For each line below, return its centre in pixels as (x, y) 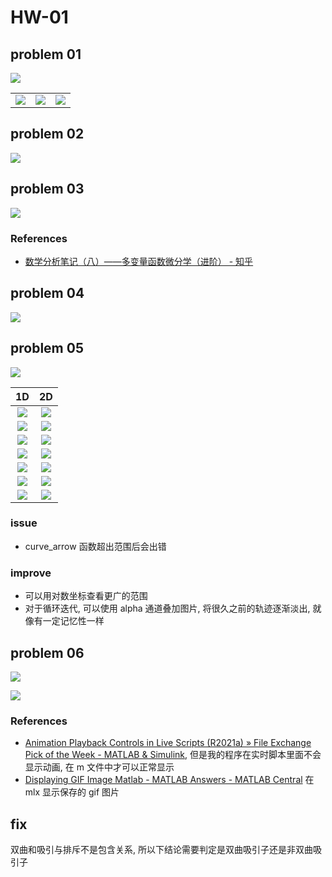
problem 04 (47, 293)
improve (31, 573)
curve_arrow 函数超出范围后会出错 (95, 546)
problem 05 (47, 348)
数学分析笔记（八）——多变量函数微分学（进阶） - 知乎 (139, 261)
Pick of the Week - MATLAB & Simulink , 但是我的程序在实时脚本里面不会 (173, 755)
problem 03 (47, 189)
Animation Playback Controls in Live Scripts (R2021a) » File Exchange (168, 743)
